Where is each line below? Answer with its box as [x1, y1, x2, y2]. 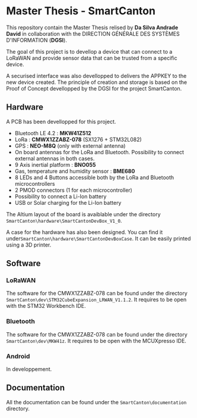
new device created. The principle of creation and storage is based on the [6, 79, 188, 86]
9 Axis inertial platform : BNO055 [14, 161, 96, 168]
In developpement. [6, 366, 52, 373]
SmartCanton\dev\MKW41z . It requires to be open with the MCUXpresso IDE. [6, 337, 187, 344]
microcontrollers [14, 180, 55, 187]
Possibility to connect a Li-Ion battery [14, 192, 107, 200]
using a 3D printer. [6, 241, 52, 248]
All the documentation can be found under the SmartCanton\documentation [6, 398, 187, 405]
